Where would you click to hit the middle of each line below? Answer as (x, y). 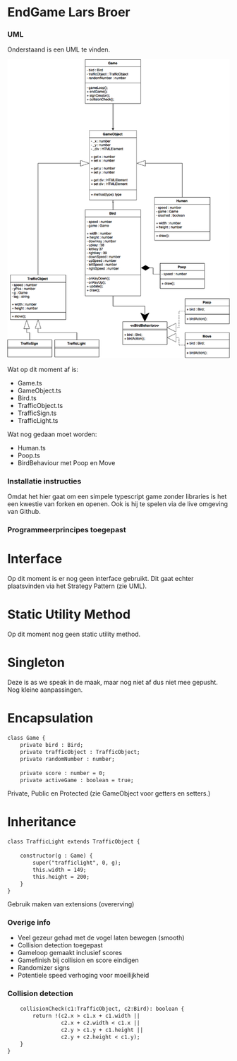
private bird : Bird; (51, 745)
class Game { (26, 738)
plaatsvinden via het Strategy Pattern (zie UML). (77, 586)
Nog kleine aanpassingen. (45, 690)
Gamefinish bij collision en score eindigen (78, 960)
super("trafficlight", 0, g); (77, 863)
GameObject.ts (39, 390)
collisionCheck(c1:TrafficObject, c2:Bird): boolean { (102, 1009)
